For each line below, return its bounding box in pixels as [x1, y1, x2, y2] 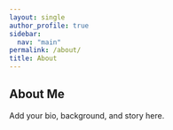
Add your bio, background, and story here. [9, 110, 165, 120]
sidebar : [9, 29, 42, 38]
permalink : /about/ [9, 46, 82, 55]
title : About [9, 54, 58, 63]
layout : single [9, 12, 66, 22]
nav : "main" [17, 37, 62, 47]
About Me [9, 87, 65, 102]
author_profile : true [9, 21, 90, 30]
